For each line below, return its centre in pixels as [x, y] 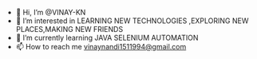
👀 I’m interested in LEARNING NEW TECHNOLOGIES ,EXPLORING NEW [132, 21]
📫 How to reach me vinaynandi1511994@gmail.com [101, 47]
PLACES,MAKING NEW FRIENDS [69, 29]
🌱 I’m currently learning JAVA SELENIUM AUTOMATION [107, 37]
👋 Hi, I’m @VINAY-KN [51, 12]
